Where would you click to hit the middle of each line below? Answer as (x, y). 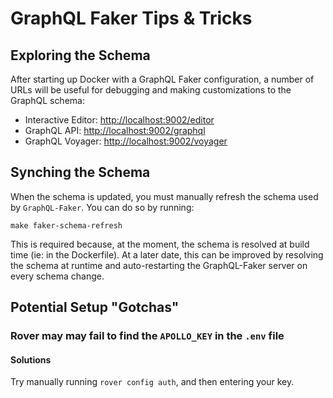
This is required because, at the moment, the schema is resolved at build (160, 244)
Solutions (31, 359)
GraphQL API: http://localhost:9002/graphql (115, 130)
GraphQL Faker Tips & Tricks (131, 18)
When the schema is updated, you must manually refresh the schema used (164, 196)
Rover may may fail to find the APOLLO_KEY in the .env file (147, 336)
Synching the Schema (80, 172)
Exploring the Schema (80, 55)
